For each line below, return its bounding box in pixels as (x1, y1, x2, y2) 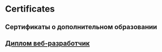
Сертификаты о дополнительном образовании (5, 23, 157, 31)
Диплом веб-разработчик (5, 39, 90, 47)
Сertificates (5, 3, 55, 15)
